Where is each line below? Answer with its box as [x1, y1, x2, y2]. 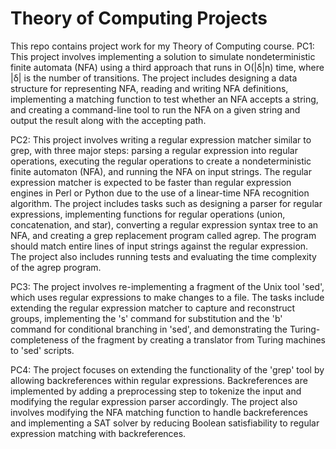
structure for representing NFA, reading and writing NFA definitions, [10, 82, 289, 94]
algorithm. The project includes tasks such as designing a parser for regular [10, 197, 323, 209]
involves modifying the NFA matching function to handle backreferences [10, 406, 308, 418]
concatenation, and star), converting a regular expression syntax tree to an [10, 218, 319, 231]
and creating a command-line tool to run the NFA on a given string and [10, 103, 301, 116]
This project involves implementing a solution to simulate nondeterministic [10, 50, 316, 62]
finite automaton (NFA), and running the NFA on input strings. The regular [10, 165, 312, 177]
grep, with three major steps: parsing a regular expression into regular [10, 144, 298, 156]
